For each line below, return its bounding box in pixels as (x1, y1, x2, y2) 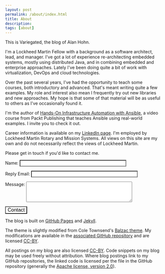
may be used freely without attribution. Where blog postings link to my (5, 253, 148, 259)
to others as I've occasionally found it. (5, 100, 83, 106)
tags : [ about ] (5, 26, 35, 31)
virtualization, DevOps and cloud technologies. (5, 70, 100, 76)
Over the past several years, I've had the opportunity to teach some (5, 80, 143, 86)
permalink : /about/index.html (5, 12, 68, 17)
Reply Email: (5, 171, 31, 177)
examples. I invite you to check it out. (5, 121, 81, 127)
